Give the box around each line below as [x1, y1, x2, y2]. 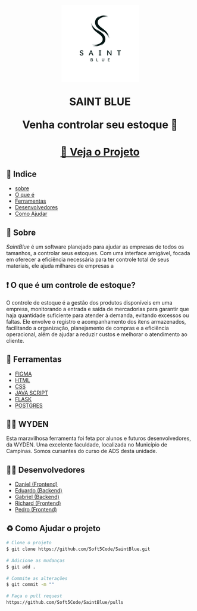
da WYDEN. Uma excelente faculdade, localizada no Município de [6, 441, 168, 448]
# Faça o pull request [6, 593, 62, 599]
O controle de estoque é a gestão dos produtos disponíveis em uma [6, 299, 173, 306]
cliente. [6, 337, 24, 344]
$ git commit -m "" [6, 582, 55, 588]
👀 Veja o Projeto [60, 145, 140, 159]
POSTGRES [14, 402, 43, 409]
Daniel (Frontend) [14, 480, 58, 488]
